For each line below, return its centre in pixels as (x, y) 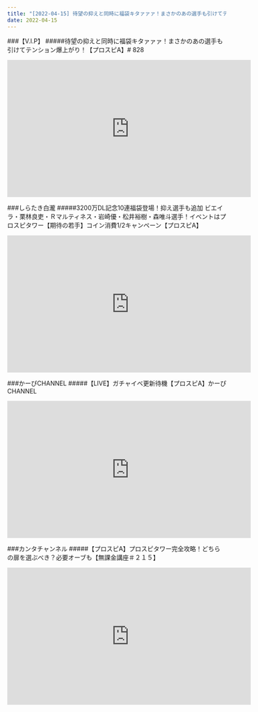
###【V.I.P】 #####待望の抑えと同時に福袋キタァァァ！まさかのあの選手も (115, 41)
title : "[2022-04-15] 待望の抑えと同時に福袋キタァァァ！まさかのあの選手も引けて (115, 14)
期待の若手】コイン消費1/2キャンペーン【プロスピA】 (126, 225)
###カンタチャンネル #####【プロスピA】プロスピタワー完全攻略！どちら (114, 548)
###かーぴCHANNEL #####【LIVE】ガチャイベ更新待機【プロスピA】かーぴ (117, 383)
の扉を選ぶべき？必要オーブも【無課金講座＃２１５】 (83, 557)
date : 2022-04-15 (32, 20)
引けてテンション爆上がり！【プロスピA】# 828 (76, 49)
